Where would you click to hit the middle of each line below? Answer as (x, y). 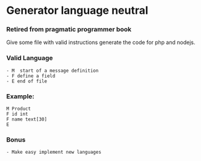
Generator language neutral (77, 11)
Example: (20, 96)
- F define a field (31, 76)
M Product (19, 109)
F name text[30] (27, 119)
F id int (17, 114)
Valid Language (30, 58)
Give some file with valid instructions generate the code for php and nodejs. (101, 42)
